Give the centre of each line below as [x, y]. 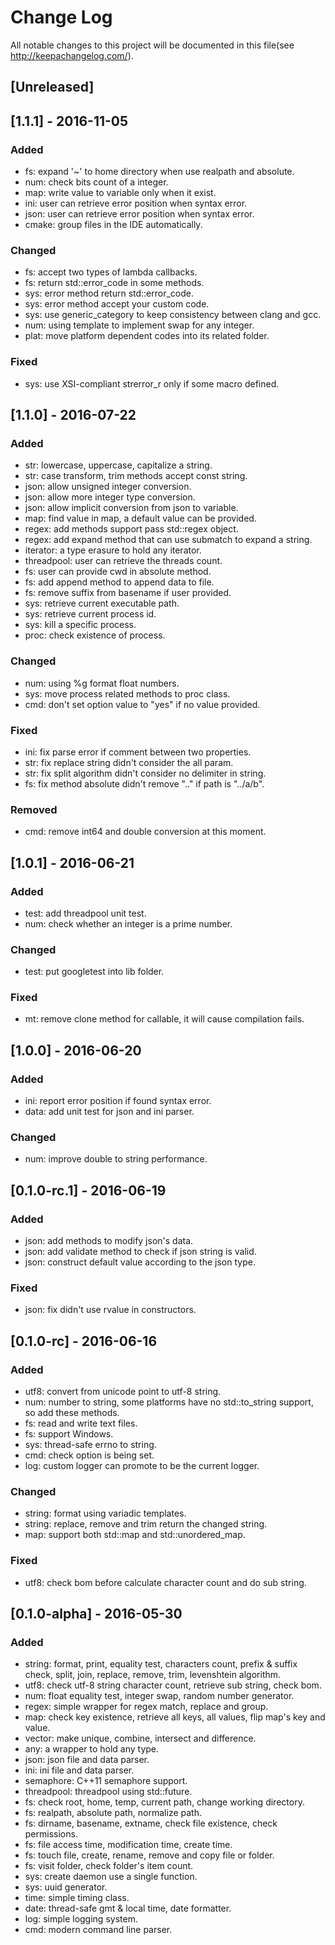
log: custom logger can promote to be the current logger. [142, 1466]
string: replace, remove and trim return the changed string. [146, 1524]
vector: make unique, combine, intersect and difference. [140, 1738]
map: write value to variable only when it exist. [120, 193]
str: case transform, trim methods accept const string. [136, 476]
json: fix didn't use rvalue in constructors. [110, 1310]
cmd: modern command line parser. [98, 1930]
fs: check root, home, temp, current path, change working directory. [164, 1802]
